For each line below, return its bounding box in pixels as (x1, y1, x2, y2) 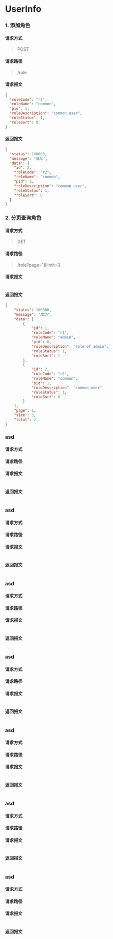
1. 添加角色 (5, 22, 30, 29)
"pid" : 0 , (31, 339, 52, 345)
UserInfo (5, 3, 42, 15)
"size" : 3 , (14, 413, 36, 418)
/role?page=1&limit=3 (17, 262, 60, 268)
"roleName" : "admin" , (31, 335, 76, 340)
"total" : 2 (14, 417, 36, 422)
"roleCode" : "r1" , (31, 331, 69, 335)
